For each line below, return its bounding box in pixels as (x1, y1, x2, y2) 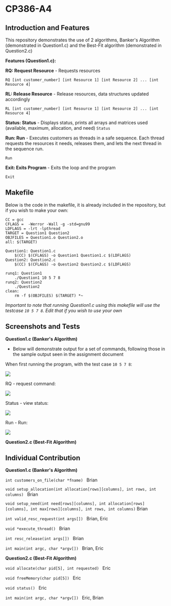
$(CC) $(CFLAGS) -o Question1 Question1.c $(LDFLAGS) (14, 253, 131, 258)
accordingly (5, 96, 31, 102)
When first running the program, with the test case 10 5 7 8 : (5, 361, 133, 367)
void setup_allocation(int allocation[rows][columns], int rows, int (5, 487, 157, 492)
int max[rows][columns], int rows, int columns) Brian (30, 506, 148, 512)
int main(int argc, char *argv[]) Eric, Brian (5, 595, 104, 601)
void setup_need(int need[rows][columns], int (5, 501, 106, 506)
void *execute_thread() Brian (5, 525, 70, 531)
